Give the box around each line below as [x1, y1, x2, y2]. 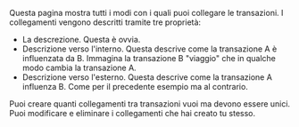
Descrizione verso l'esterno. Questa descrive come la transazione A [21, 72, 272, 83]
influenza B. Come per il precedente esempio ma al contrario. [21, 82, 248, 91]
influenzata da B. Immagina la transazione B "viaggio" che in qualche [21, 53, 277, 63]
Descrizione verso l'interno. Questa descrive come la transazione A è [21, 44, 278, 54]
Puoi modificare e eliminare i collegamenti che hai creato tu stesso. [9, 108, 256, 118]
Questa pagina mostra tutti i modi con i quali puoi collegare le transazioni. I [9, 8, 284, 18]
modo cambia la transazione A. [21, 62, 137, 73]
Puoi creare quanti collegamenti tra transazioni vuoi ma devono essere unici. [9, 99, 291, 109]
